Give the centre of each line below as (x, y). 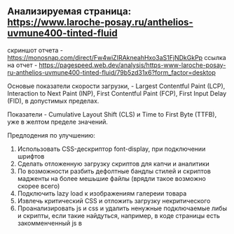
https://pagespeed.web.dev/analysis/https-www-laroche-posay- (132, 65)
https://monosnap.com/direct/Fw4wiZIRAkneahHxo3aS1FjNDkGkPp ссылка (117, 57)
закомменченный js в (50, 223)
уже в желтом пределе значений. (58, 122)
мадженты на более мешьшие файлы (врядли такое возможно (112, 178)
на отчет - (22, 65)
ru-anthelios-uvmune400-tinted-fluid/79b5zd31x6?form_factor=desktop (111, 72)
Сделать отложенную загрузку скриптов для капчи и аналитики (113, 163)
